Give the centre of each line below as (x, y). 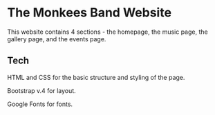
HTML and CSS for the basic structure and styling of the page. (96, 77)
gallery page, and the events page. (57, 39)
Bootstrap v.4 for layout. (41, 90)
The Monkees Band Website (89, 13)
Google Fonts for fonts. (40, 104)
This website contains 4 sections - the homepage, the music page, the (108, 32)
